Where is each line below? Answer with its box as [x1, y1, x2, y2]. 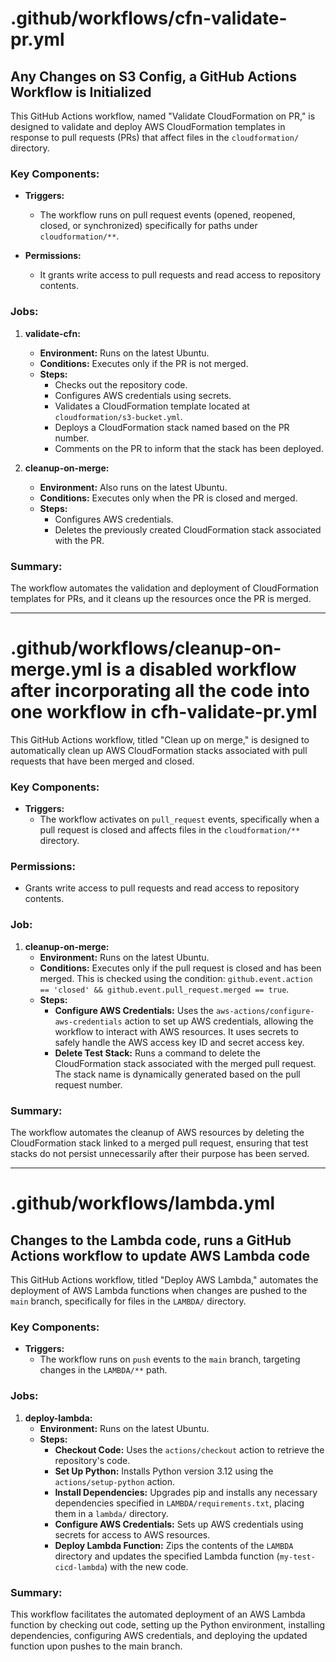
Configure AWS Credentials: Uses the [54, 1004, 215, 1016]
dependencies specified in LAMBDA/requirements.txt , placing [54, 1497, 305, 1509]
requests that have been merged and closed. [10, 755, 195, 767]
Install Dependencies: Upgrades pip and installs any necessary [54, 1486, 318, 1498]
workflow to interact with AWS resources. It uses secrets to [54, 1025, 300, 1037]
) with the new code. [104, 1560, 189, 1572]
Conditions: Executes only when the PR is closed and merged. [39, 492, 298, 504]
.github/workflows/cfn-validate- [10, 7, 288, 30]
